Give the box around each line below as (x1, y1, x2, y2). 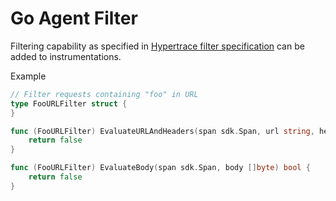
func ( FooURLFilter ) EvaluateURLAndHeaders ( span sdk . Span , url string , (10, 126, 315, 136)
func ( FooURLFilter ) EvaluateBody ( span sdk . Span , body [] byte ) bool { (10, 163, 311, 173)
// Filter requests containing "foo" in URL (10, 89, 199, 99)
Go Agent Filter (10, 7, 138, 30)
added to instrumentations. (10, 50, 122, 62)
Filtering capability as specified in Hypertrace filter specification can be (10, 40, 305, 52)
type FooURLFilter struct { (10, 98, 128, 109)
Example (10, 70, 47, 82)
